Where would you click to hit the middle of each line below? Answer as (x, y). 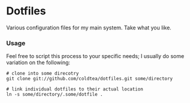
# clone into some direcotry (43, 74)
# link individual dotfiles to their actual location (75, 89)
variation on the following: (38, 63)
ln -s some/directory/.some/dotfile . (55, 95)
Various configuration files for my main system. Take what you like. (89, 28)
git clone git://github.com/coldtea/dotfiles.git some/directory (89, 79)
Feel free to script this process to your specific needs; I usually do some (95, 56)
